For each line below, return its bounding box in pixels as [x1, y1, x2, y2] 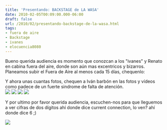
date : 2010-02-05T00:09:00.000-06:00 [5, 12, 84, 17]
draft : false [5, 16, 32, 21]
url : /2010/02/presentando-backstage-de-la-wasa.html [5, 21, 120, 26]
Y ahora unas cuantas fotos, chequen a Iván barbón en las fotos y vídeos [5, 78, 156, 84]
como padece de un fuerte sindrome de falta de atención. [5, 83, 124, 90]
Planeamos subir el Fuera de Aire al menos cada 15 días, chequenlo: [5, 68, 145, 75]
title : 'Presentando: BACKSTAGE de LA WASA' [5, 7, 99, 12]
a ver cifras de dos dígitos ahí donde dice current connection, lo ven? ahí [5, 104, 156, 110]
